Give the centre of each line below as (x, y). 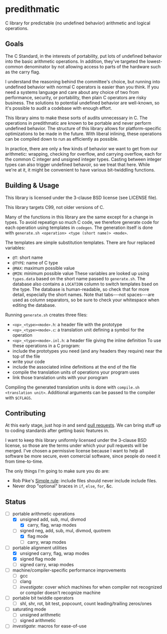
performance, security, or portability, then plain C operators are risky (76, 97)
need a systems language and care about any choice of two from (72, 92)
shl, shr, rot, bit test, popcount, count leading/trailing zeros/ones (86, 604)
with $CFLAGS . (19, 398)
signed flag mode (38, 559)
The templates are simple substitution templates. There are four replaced (80, 242)
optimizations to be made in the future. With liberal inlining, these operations (83, 134)
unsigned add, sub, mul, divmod (53, 519)
